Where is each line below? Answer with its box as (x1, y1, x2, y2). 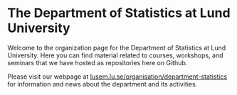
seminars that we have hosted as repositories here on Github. (7, 58, 188, 67)
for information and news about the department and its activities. (7, 79, 198, 88)
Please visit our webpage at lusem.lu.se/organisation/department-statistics (7, 72, 228, 81)
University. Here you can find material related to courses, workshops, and (7, 51, 223, 60)
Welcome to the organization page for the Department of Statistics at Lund (7, 43, 226, 52)
